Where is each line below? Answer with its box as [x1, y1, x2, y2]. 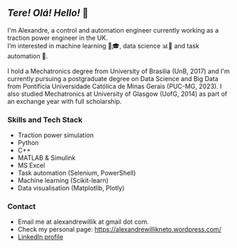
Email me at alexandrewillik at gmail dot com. [17, 217, 149, 226]
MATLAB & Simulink [17, 153, 76, 162]
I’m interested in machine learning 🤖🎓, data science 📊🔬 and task [7, 41, 200, 50]
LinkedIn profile [17, 232, 64, 242]
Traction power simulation [17, 131, 94, 139]
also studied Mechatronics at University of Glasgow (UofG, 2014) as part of [7, 90, 228, 98]
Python [17, 139, 39, 147]
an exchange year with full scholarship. [7, 97, 122, 105]
